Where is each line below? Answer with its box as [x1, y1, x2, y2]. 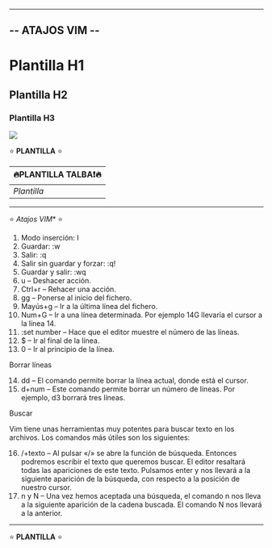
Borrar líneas [9, 360, 52, 370]
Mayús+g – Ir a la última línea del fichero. [20, 302, 158, 312]
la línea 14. [20, 319, 56, 328]
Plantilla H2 [9, 88, 68, 102]
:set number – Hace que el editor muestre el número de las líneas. [20, 328, 241, 337]
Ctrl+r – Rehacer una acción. [20, 284, 116, 295]
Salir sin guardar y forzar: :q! [20, 259, 116, 269]
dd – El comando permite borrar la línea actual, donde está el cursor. [20, 376, 249, 386]
